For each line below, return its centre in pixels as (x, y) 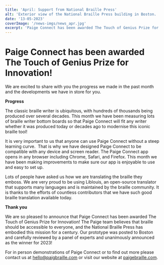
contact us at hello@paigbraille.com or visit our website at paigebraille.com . (82, 258)
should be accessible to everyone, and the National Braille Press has (74, 227)
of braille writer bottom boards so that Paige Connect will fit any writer (76, 121)
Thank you (16, 207)
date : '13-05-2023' (25, 19)
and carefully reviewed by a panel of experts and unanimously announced (80, 238)
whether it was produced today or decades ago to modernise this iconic (78, 127)
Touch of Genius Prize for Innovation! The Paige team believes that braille (79, 222)
